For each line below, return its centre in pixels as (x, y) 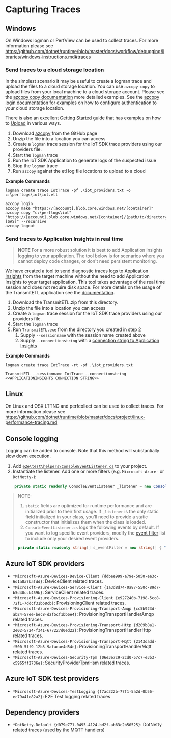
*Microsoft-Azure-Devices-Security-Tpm (55, 657)
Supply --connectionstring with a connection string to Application (90, 340)
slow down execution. (28, 456)
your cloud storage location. (35, 108)
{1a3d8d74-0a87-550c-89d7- (133, 587)
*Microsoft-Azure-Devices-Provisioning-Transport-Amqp (72, 609)
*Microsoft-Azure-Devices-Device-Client (56, 576)
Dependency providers (42, 712)
